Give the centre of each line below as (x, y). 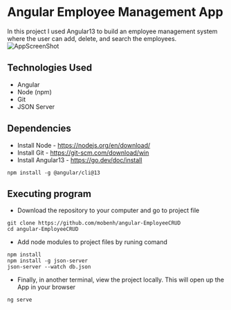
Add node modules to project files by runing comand (92, 242)
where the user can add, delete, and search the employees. (92, 38)
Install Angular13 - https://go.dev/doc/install (80, 160)
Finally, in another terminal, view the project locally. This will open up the (121, 280)
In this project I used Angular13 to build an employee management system (112, 31)
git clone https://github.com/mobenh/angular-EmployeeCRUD (94, 223)
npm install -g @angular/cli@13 (54, 173)
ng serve (20, 300)
